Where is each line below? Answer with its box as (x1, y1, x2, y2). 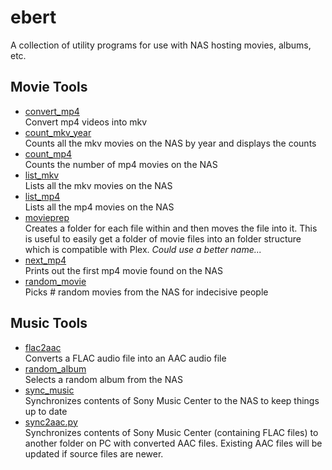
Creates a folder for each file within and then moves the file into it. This (24, 222, 318, 234)
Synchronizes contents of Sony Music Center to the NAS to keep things (24, 394, 320, 406)
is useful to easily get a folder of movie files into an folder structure (24, 232, 302, 245)
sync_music (24, 384, 75, 396)
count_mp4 (24, 147, 73, 160)
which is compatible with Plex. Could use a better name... (24, 243, 262, 255)
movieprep (24, 211, 70, 223)
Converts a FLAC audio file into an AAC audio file (24, 352, 227, 364)
